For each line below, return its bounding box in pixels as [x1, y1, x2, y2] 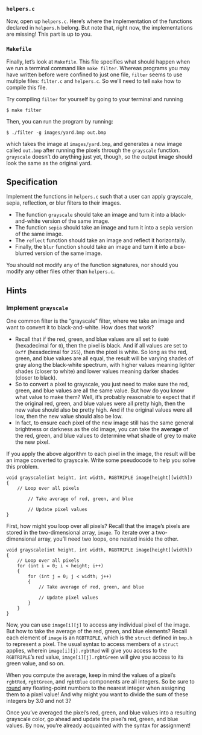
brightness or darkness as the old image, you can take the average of [14, 426, 189, 433]
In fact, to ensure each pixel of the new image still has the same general [14, 419, 194, 426]
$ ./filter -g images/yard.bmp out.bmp [6, 130, 107, 136]
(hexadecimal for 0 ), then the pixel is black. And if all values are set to [14, 342, 188, 349]
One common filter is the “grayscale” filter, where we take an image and [6, 317, 185, 325]
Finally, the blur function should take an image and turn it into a [14, 243, 173, 251]
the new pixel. [14, 438, 50, 446]
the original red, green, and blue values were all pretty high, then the [14, 400, 185, 407]
